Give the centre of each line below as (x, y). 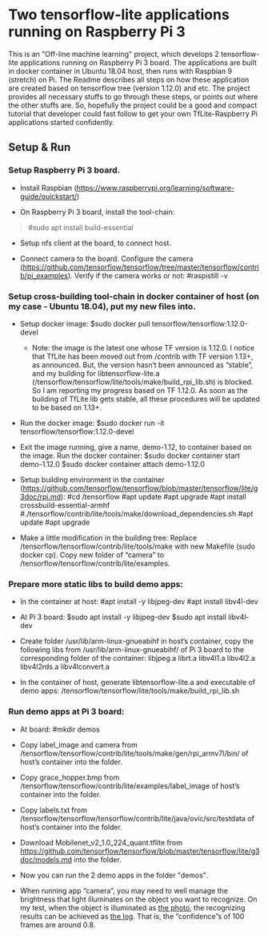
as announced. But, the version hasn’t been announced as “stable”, (142, 365)
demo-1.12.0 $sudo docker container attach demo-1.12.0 (112, 464)
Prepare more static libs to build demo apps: (96, 584)
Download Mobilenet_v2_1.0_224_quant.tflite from (101, 842)
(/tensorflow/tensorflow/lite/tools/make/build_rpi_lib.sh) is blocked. (142, 382)
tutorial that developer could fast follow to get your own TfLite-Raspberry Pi (133, 113)
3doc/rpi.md (40, 496)
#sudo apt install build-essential (80, 227)
